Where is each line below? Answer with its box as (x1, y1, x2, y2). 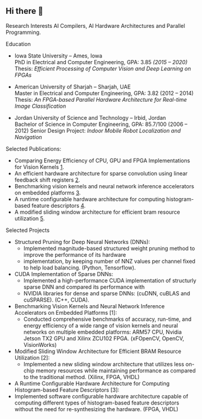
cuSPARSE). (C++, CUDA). (23, 296, 90, 303)
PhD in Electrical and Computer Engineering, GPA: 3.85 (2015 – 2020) (14, 58, 188, 65)
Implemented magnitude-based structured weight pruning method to (23, 245, 195, 252)
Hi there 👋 (5, 6, 44, 16)
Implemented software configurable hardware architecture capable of (14, 392, 189, 400)
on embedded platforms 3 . (14, 189, 81, 196)
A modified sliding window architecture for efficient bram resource (14, 208, 181, 216)
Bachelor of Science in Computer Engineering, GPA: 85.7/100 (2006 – (14, 120, 188, 128)
